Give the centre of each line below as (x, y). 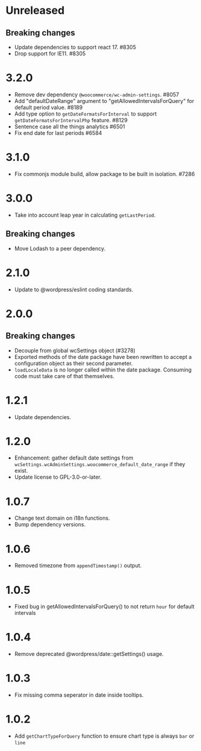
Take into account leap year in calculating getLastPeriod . (85, 215)
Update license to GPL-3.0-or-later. (58, 477)
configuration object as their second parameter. (73, 363)
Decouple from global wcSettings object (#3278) (75, 351)
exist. (21, 471)
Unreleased (35, 11)
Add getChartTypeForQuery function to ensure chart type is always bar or (104, 736)
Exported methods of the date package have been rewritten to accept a (103, 357)
